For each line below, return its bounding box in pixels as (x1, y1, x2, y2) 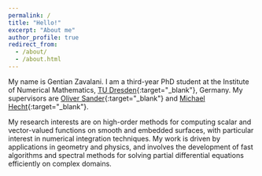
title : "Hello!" (8, 19, 61, 27)
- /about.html (15, 56, 61, 64)
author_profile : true (8, 33, 79, 42)
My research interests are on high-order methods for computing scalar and (8, 117, 252, 126)
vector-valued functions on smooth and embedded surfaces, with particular (8, 125, 254, 134)
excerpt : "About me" (8, 26, 76, 34)
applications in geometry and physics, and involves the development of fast (8, 142, 253, 152)
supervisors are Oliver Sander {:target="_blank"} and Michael (8, 93, 206, 103)
